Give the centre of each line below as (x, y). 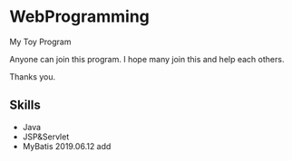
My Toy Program (40, 42)
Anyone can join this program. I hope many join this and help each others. (147, 59)
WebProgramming (79, 17)
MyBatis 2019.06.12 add (67, 146)
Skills (25, 105)
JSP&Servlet (46, 137)
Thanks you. (33, 76)
